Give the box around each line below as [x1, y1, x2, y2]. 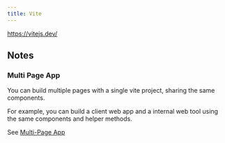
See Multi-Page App [7, 128, 65, 137]
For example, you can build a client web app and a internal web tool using [7, 107, 218, 116]
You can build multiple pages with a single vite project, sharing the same [7, 86, 215, 95]
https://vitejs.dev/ [7, 29, 58, 38]
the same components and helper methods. [7, 114, 132, 123]
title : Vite [7, 10, 42, 17]
